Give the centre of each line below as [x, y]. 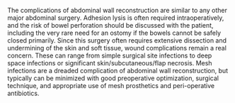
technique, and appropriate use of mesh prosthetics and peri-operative [111, 86]
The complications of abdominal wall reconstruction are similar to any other [117, 10]
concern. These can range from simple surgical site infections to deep [110, 55]
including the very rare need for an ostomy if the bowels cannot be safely [114, 33]
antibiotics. [23, 93]
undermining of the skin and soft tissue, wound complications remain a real [117, 48]
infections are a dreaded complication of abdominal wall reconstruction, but [118, 71]
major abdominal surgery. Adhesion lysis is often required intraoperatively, [116, 18]
